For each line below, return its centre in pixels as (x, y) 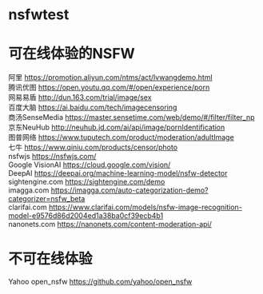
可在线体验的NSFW (72, 54)
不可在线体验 (51, 259)
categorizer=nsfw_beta (47, 199)
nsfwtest (39, 15)
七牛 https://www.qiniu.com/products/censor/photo (93, 147)
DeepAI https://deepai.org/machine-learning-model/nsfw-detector (118, 173)
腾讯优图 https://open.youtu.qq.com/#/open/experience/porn (109, 87)
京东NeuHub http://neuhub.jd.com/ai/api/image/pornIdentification (117, 127)
